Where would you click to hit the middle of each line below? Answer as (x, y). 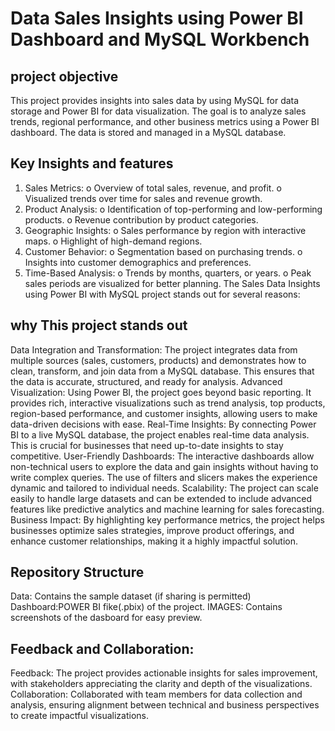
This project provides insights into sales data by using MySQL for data (155, 100)
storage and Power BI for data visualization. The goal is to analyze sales (158, 111)
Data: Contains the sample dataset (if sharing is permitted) (131, 596)
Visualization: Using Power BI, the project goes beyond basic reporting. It (161, 392)
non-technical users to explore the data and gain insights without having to (164, 466)
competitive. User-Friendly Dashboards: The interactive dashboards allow (162, 456)
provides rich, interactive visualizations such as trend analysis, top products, (168, 403)
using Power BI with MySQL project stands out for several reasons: (162, 294)
